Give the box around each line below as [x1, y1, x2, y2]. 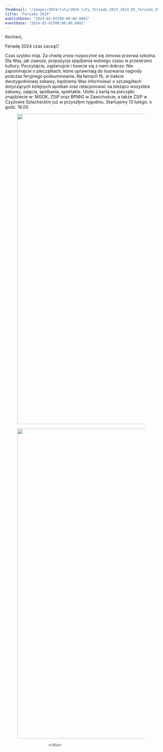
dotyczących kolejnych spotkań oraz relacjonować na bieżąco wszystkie [5, 83, 150, 90]
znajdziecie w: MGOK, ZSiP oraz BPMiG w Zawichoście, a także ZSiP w [5, 94, 147, 100]
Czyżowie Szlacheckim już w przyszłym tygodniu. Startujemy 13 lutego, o [5, 99, 152, 105]
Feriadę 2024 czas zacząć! [5, 43, 59, 49]
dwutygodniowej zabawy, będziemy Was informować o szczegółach [5, 79, 142, 84]
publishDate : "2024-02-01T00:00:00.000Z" [5, 16, 90, 21]
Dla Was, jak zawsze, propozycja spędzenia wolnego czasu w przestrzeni [5, 58, 152, 64]
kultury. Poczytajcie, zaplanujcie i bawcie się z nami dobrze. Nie [5, 63, 133, 69]
